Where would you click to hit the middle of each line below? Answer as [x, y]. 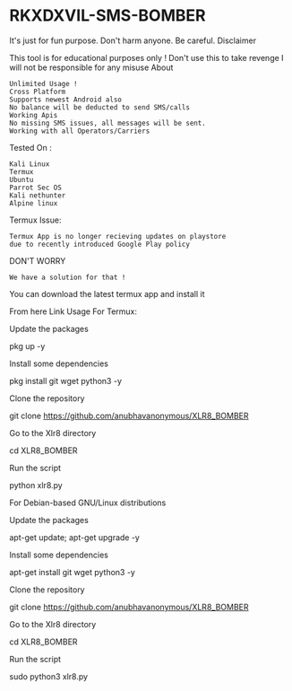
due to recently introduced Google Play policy [100, 244]
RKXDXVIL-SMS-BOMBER [107, 16]
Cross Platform [38, 92]
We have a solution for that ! [68, 277]
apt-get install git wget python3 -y [73, 572]
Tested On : [30, 147]
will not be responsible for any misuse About [91, 67]
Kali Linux [30, 164]
